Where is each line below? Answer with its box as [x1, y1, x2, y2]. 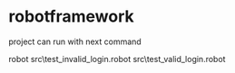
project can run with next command [8, 36, 142, 47]
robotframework [8, 6, 135, 27]
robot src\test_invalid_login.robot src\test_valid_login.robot [8, 53, 226, 64]
